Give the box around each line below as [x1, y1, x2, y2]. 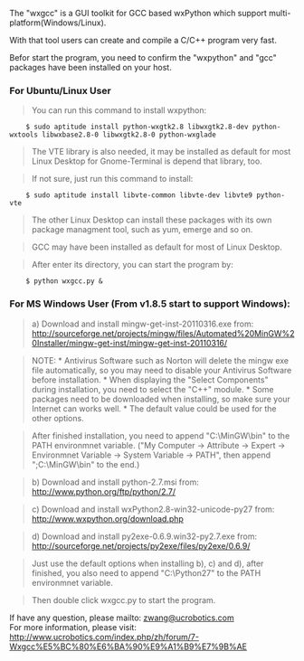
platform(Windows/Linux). [9, 17, 107, 28]
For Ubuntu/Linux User [9, 84, 111, 97]
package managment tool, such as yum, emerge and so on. [31, 224, 253, 235]
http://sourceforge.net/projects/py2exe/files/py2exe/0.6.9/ [31, 540, 251, 551]
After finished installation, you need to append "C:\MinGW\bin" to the [31, 430, 290, 441]
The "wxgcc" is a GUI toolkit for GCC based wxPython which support [9, 8, 267, 18]
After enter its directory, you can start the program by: [31, 260, 233, 270]
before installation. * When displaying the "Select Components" [31, 374, 269, 385]
